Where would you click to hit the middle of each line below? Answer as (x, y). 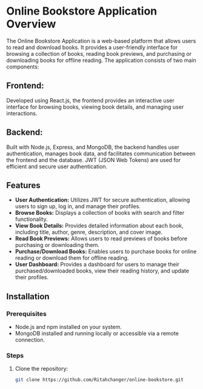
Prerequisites (26, 314)
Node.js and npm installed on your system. (68, 327)
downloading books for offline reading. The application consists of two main (101, 60)
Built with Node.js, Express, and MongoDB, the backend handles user (93, 147)
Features (23, 185)
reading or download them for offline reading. (72, 258)
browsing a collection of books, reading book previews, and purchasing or (99, 53)
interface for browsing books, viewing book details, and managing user (95, 107)
